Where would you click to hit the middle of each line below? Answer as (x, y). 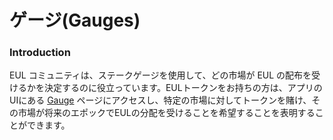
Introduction (40, 53)
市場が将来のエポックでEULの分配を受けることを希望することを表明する (166, 113)
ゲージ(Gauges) (75, 20)
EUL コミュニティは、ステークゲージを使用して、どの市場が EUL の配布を (160, 75)
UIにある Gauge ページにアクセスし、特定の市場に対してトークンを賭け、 (160, 100)
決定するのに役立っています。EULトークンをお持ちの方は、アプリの (183, 88)
